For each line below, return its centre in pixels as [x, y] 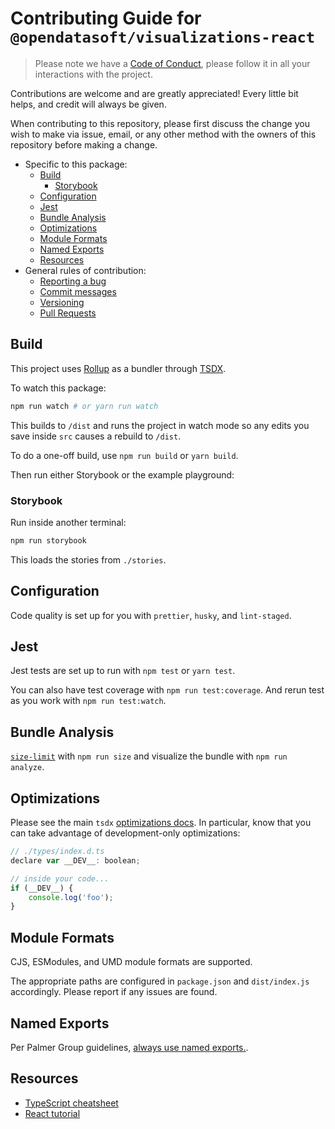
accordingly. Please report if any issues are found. [114, 992]
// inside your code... [60, 878]
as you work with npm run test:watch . [88, 701]
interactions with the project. [93, 74]
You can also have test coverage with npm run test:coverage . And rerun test [167, 690]
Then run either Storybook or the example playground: [122, 474]
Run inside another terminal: [68, 522]
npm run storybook [48, 540]
